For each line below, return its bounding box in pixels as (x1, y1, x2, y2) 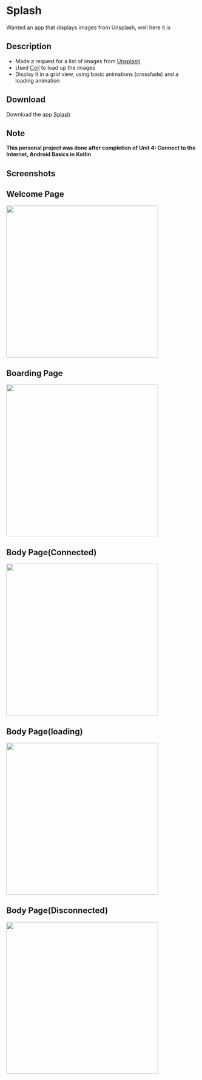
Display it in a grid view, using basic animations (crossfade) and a (15, 70, 179, 78)
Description (6, 41, 52, 52)
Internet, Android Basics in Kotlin (6, 151, 92, 158)
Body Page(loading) (6, 726, 83, 737)
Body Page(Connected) (6, 547, 97, 558)
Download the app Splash (6, 111, 71, 118)
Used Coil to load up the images (15, 64, 96, 71)
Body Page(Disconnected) (6, 906, 108, 916)
